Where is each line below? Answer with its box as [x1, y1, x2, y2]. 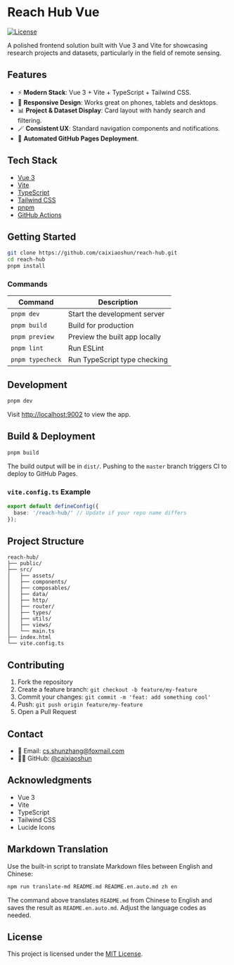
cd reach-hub [7, 256, 46, 264]
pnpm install [7, 263, 46, 270]
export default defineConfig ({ [7, 503, 99, 510]
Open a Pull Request [17, 708, 77, 716]
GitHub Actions [17, 210, 62, 219]
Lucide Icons [17, 823, 55, 831]
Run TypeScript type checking [67, 355, 169, 365]
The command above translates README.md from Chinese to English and [7, 895, 212, 904]
